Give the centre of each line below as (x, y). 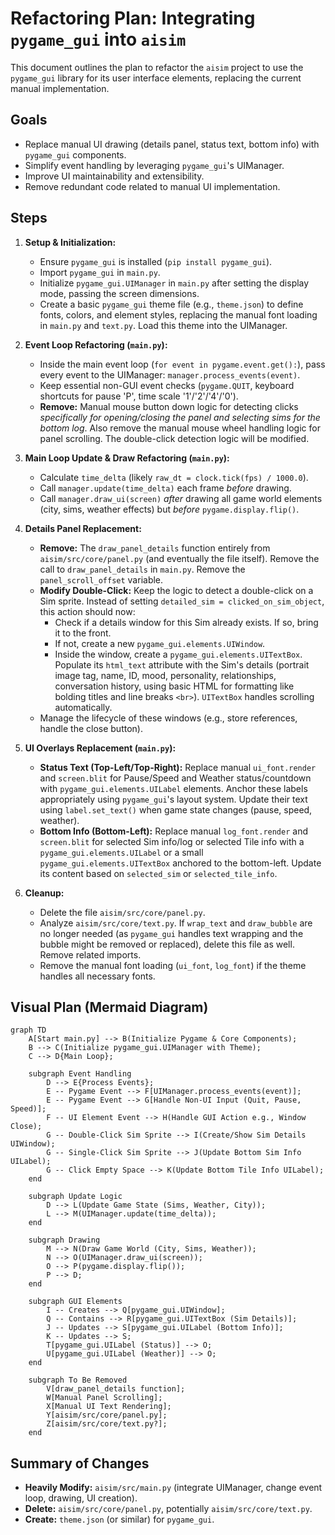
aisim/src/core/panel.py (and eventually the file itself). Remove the (179, 558)
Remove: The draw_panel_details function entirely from (155, 548)
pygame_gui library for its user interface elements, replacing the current (156, 78)
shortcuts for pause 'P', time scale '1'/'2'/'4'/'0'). (139, 396)
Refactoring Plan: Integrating (133, 18)
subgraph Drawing (64, 1240)
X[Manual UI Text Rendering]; (109, 1407)
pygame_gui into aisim (98, 39)
